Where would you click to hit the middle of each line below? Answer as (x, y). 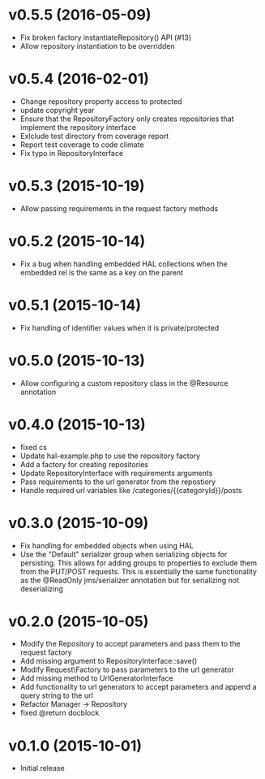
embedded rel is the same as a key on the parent (102, 272)
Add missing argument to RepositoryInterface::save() (109, 661)
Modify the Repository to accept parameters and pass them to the (130, 644)
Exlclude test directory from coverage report (94, 136)
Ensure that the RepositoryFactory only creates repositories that (127, 119)
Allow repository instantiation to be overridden (98, 45)
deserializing (41, 589)
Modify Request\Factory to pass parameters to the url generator (127, 670)
